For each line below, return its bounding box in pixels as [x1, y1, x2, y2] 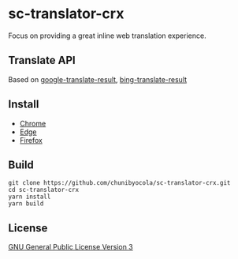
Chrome [19, 118, 46, 128]
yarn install [8, 193, 51, 201]
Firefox [19, 135, 43, 145]
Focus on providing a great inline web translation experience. [8, 31, 206, 40]
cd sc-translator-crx [8, 186, 80, 194]
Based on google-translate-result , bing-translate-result [8, 74, 188, 84]
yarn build [8, 200, 44, 208]
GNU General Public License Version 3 [8, 242, 133, 252]
